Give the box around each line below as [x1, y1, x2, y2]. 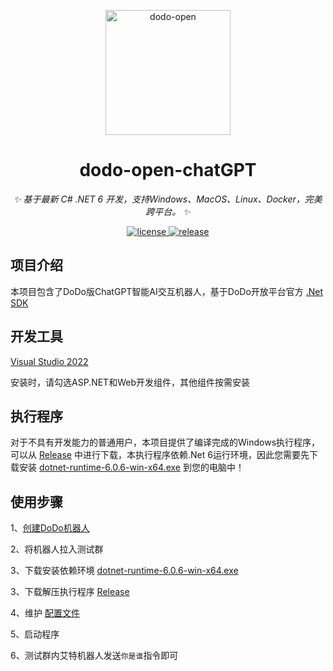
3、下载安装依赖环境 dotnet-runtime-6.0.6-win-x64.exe [10, 565, 239, 577]
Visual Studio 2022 [10, 355, 89, 367]
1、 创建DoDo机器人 [10, 522, 90, 534]
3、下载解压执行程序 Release [10, 586, 130, 598]
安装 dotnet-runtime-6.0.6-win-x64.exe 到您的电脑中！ [18, 461, 245, 474]
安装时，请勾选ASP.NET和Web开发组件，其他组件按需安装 [10, 376, 250, 388]
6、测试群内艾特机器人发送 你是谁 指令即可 [10, 650, 179, 662]
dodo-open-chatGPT [79, 159, 257, 182]
